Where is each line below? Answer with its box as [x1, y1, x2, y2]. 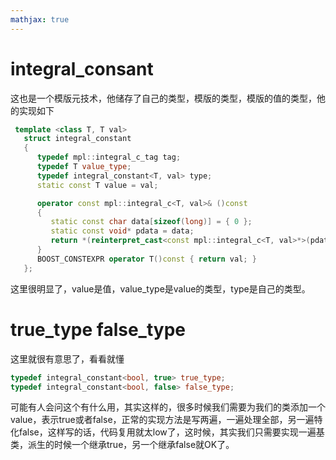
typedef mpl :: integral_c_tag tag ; [36, 152, 182, 163]
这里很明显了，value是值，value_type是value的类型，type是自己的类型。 [10, 282, 311, 295]
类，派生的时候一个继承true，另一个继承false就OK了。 [10, 439, 235, 451]
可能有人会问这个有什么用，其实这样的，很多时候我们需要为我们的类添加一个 [10, 401, 326, 413]
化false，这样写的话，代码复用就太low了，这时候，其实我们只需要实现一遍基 [10, 426, 325, 438]
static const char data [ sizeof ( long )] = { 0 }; [50, 217, 253, 227]
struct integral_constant [23, 134, 132, 144]
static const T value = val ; [36, 180, 159, 190]
